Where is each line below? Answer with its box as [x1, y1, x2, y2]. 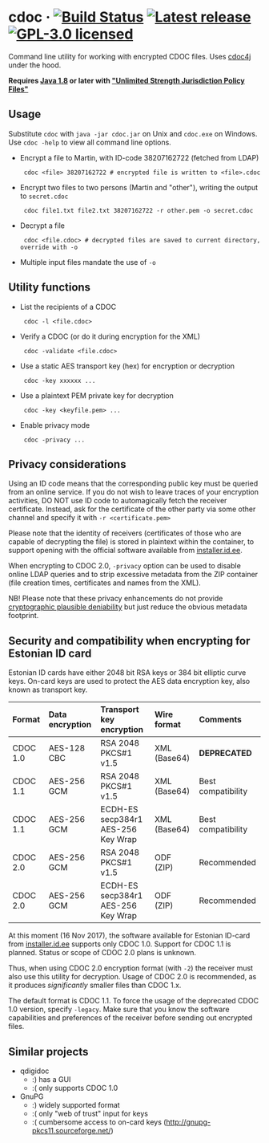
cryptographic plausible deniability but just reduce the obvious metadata [8, 602, 248, 612]
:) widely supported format [31, 1100, 120, 1109]
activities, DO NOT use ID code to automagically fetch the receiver [8, 496, 227, 506]
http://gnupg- [166, 1117, 211, 1127]
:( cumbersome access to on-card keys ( [31, 1117, 167, 1127]
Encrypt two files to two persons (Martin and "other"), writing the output [19, 182, 259, 192]
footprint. [8, 611, 39, 620]
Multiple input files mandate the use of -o [19, 257, 156, 266]
